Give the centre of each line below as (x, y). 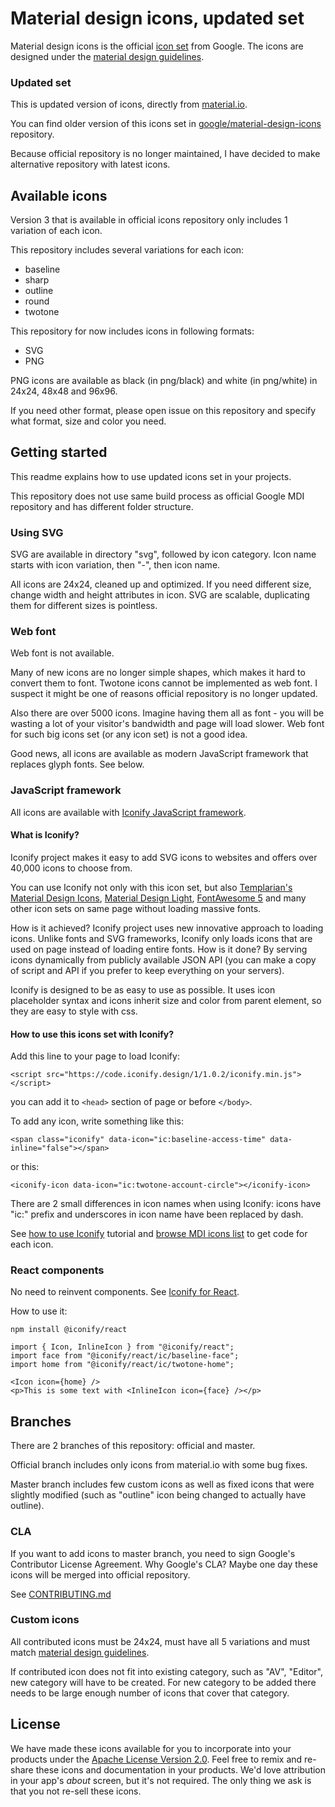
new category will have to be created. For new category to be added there (163, 1682)
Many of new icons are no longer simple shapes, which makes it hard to (158, 673)
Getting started (59, 452)
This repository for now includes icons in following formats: (132, 331)
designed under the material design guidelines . (107, 56)
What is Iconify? (45, 835)
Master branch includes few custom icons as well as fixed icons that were (162, 1484)
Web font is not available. (62, 653)
